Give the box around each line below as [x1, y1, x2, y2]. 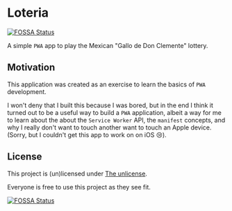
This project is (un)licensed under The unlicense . [7, 169, 148, 178]
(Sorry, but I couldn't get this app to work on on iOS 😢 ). [7, 130, 167, 139]
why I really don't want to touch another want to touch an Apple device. [7, 123, 212, 132]
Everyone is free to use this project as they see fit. [7, 182, 151, 191]
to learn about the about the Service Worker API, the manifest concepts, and [7, 116, 226, 124]
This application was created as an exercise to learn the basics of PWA [7, 80, 206, 88]
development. [7, 87, 47, 95]
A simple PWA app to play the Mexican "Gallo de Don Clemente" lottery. [7, 41, 208, 49]
